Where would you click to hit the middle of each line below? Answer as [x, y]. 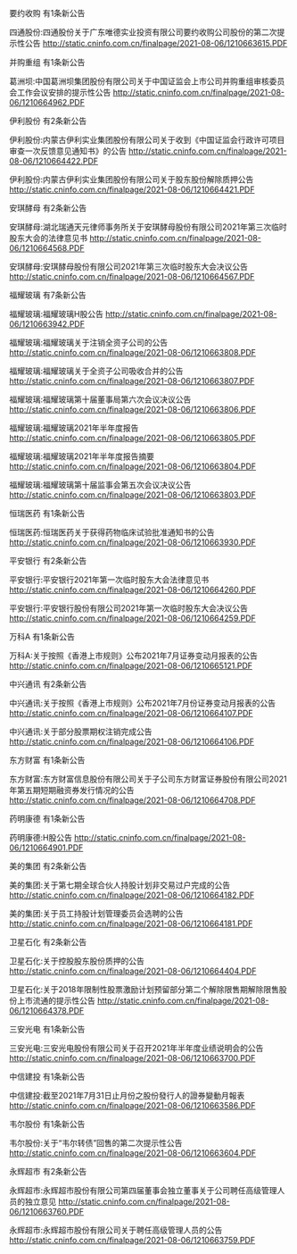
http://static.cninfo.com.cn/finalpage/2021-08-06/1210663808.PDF [133, 352]
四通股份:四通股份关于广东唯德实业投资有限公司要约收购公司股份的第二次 [144, 32]
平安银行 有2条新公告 [48, 560]
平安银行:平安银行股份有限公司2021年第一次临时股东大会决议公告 [128, 608]
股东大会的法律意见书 [48, 238]
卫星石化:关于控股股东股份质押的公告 [77, 961]
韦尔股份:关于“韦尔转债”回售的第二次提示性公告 [96, 1143]
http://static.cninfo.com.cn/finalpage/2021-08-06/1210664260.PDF [133, 589]
